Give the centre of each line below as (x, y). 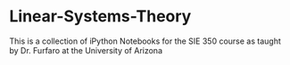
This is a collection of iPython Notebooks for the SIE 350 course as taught (145, 41)
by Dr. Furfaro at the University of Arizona (86, 50)
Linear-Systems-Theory (100, 16)
